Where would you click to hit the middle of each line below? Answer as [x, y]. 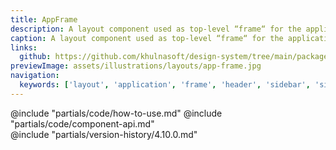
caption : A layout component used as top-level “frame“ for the [147, 38]
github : [35, 57]
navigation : [35, 76]
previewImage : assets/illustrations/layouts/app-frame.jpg [136, 66]
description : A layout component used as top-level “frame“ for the [156, 29]
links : [24, 47]
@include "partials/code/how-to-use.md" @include [116, 113]
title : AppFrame [44, 19]
